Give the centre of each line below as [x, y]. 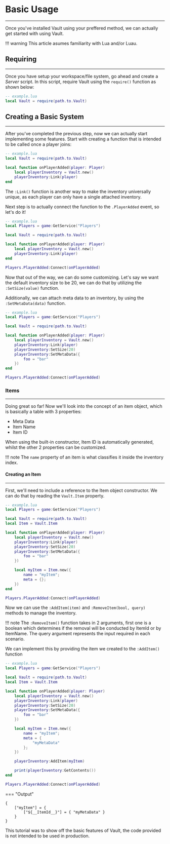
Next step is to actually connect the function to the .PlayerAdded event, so [82, 207]
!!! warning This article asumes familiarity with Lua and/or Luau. [71, 43]
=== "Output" [19, 794]
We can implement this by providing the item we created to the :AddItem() [82, 649]
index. [12, 463]
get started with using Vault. [35, 33]
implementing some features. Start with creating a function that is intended [83, 139]
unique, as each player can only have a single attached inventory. [73, 197]
